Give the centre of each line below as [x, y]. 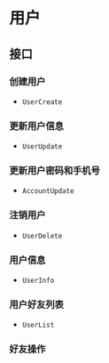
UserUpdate [42, 147]
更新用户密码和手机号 [54, 171]
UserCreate [42, 102]
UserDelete [42, 236]
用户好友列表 [37, 304]
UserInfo [38, 281]
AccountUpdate [48, 191]
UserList [38, 326]
